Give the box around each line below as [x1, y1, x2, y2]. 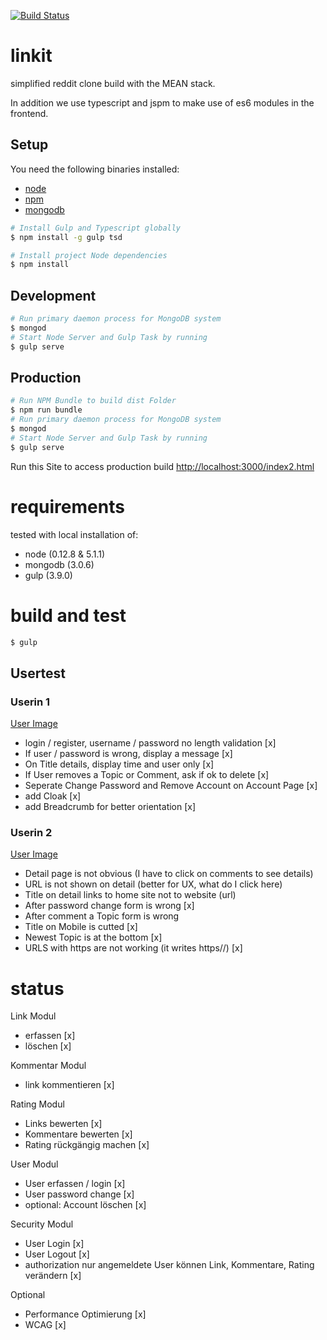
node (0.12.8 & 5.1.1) [24, 548, 106, 560]
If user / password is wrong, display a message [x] [24, 748, 233, 760]
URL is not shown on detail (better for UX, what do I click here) [24, 878, 283, 890]
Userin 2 [10, 825, 53, 839]
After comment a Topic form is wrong [24, 910, 180, 922]
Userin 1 [10, 695, 51, 709]
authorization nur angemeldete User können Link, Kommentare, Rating [24, 1259, 315, 1271]
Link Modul [10, 1010, 57, 1022]
